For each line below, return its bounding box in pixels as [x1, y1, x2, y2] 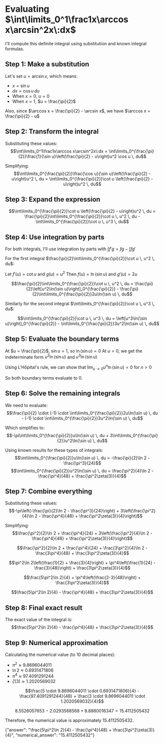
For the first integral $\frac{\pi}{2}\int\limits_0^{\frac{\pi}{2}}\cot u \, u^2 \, [5, 256, 155, 262]
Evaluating [5, 3, 50, 15]
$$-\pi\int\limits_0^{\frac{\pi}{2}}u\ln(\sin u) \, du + [6, 432, 109, 438]
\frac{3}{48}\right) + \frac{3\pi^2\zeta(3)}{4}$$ [34, 565, 131, 571]
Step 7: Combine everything [5, 487, 93, 495]
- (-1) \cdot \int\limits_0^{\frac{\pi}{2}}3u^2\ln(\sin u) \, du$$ [21, 415, 143, 421]
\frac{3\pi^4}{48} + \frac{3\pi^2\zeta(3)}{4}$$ [35, 550, 129, 556]
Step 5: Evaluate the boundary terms [5, 335, 119, 343]
